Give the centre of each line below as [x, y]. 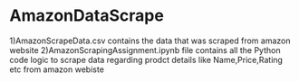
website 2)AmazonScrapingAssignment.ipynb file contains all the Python [145, 50]
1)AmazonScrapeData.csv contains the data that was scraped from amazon [150, 41]
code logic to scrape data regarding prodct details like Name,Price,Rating [146, 59]
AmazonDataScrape [87, 16]
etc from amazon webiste [57, 69]
